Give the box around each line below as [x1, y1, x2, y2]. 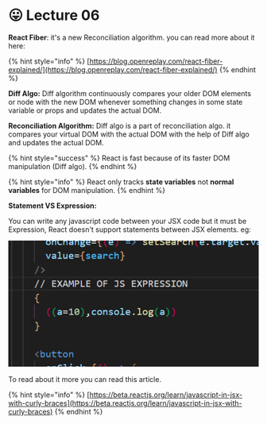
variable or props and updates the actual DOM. [8, 106, 162, 115]
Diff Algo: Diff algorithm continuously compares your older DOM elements [8, 88, 252, 98]
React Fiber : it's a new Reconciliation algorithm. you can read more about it [8, 33, 255, 42]
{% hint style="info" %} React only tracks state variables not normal [8, 177, 234, 187]
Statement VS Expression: [8, 201, 97, 210]
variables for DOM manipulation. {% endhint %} [8, 185, 165, 195]
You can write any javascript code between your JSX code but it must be [8, 216, 247, 225]
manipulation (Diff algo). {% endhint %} [8, 161, 137, 171]
